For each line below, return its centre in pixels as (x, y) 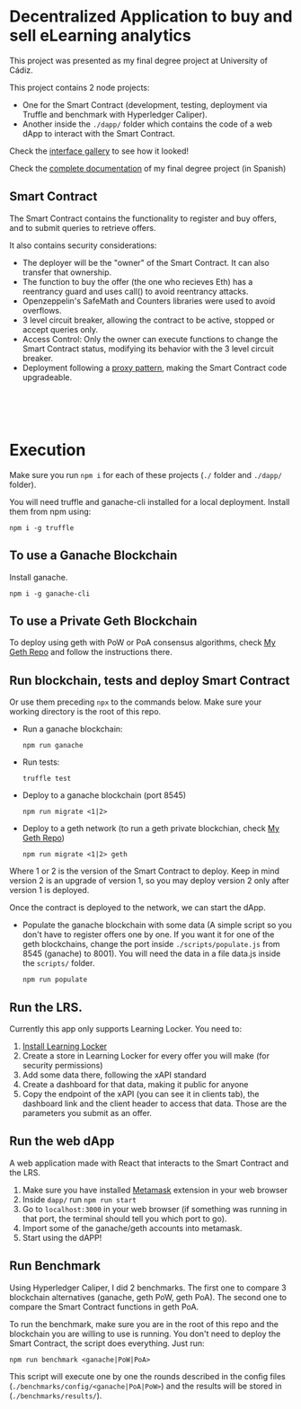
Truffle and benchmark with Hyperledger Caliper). (115, 114)
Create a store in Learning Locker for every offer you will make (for (146, 1055)
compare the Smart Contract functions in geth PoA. (104, 1307)
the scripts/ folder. (58, 963)
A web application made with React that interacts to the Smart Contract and (149, 1163)
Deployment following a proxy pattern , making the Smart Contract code (155, 368)
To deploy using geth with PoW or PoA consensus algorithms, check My (142, 642)
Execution (48, 450)
